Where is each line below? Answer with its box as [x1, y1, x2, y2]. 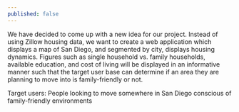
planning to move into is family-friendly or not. [7, 75, 143, 84]
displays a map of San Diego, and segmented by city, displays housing [7, 45, 215, 53]
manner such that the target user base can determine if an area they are [7, 67, 220, 76]
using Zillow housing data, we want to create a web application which [7, 37, 212, 46]
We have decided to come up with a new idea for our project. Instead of [7, 30, 219, 38]
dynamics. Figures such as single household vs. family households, [7, 52, 205, 61]
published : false [7, 10, 59, 18]
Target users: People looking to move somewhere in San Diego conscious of [7, 89, 232, 97]
